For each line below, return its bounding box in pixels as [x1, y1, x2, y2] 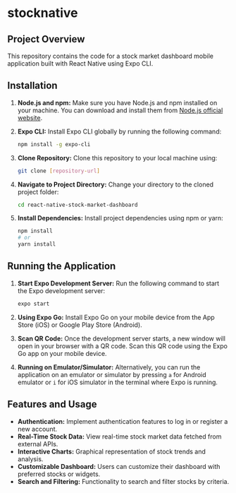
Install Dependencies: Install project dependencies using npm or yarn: [17, 214, 223, 222]
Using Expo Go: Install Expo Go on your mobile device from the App [17, 313, 215, 321]
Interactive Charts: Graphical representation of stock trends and [17, 447, 206, 456]
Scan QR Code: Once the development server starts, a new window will [17, 334, 225, 343]
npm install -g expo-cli [17, 141, 91, 148]
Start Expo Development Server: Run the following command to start [17, 279, 220, 287]
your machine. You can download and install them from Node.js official [17, 106, 223, 114]
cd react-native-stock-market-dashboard [17, 201, 138, 208]
